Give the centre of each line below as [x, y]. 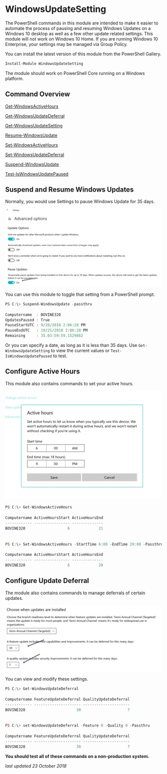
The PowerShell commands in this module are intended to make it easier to [82, 23]
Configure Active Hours [43, 372]
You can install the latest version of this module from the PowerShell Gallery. [83, 54]
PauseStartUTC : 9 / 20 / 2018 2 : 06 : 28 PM [45, 325]
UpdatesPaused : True [28, 320]
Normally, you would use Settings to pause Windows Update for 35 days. [80, 202]
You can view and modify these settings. [47, 679]
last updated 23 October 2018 [36, 766]
